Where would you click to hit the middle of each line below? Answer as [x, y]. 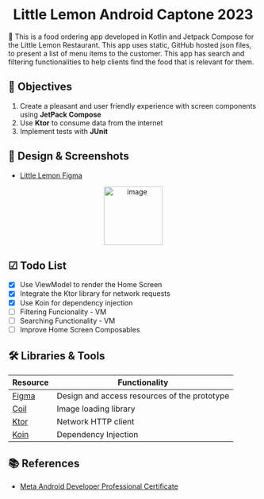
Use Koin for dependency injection [76, 302]
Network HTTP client [96, 421]
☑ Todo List [38, 265]
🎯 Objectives [40, 87]
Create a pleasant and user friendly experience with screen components [138, 106]
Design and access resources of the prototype [143, 396]
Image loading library [96, 409]
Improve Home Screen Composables [80, 329]
